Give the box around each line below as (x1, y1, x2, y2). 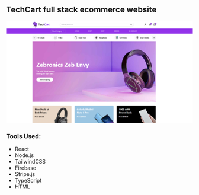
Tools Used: (6, 132, 41, 140)
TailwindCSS (14, 158, 46, 165)
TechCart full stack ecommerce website (6, 5, 157, 15)
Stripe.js (14, 171, 36, 178)
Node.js (14, 152, 34, 159)
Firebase (14, 164, 37, 171)
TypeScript (14, 177, 42, 184)
